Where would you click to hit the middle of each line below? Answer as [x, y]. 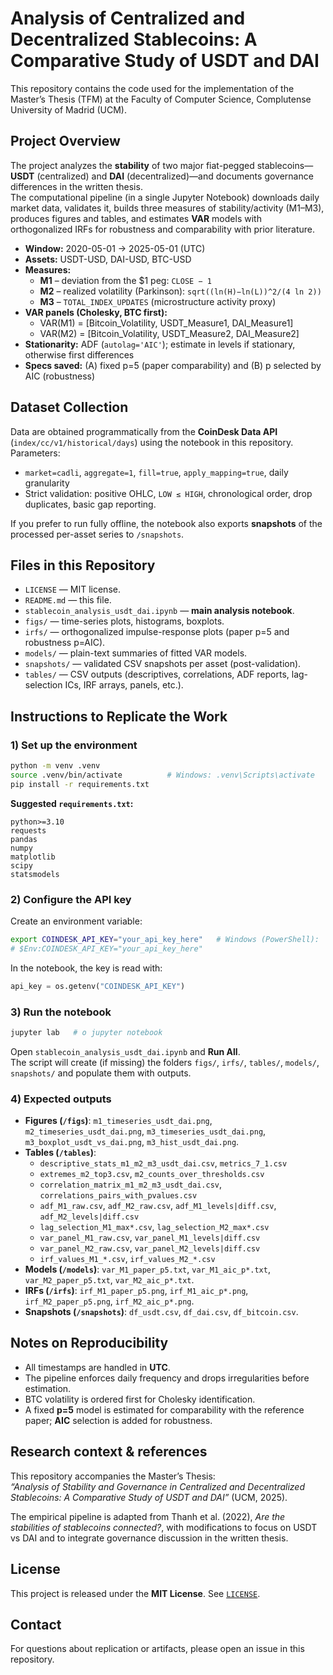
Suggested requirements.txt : [72, 803]
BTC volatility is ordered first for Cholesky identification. [140, 1399]
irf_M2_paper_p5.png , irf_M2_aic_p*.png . [109, 1301]
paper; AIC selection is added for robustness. [118, 1420]
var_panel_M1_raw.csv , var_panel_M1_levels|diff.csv [150, 1238]
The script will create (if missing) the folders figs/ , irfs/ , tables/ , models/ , [165, 1062]
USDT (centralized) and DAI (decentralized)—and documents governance [162, 176]
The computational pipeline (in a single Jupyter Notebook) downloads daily [165, 197]
